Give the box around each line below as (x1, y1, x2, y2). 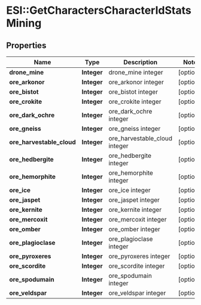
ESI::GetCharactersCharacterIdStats (6, 4, 191, 17)
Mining (6, 16, 42, 30)
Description (123, 58, 157, 66)
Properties (6, 40, 47, 50)
